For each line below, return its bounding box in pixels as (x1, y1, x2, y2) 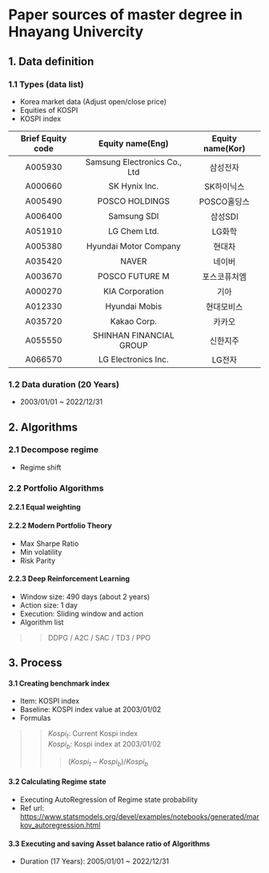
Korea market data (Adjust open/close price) (19, 96, 167, 106)
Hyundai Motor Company (86, 240, 182, 252)
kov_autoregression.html (19, 820, 101, 830)
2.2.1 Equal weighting (8, 503, 82, 512)
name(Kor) (203, 143, 246, 154)
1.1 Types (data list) (8, 79, 84, 90)
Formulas (19, 713, 51, 723)
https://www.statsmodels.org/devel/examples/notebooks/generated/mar (19, 811, 260, 821)
